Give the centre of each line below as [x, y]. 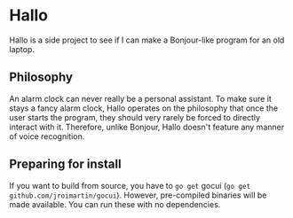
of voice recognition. [47, 136]
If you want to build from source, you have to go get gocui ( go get [130, 185]
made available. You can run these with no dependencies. [115, 204]
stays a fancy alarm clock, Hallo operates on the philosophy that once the [143, 108]
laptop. [22, 49]
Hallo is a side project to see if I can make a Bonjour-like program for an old [147, 40]
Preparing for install [65, 164]
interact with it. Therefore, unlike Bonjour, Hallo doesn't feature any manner [147, 127]
